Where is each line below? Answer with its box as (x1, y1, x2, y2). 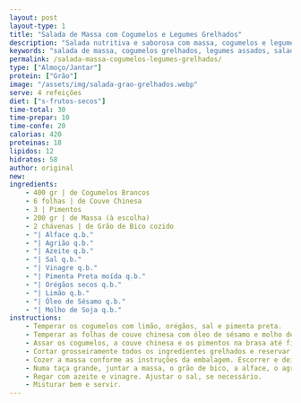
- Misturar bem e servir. (25, 381, 123, 390)
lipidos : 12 (9, 146, 54, 155)
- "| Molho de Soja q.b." (25, 305, 123, 314)
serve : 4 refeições (9, 88, 82, 97)
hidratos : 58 (9, 154, 58, 164)
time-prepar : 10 (9, 113, 70, 122)
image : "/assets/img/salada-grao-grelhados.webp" (9, 80, 199, 89)
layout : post (9, 13, 58, 22)
